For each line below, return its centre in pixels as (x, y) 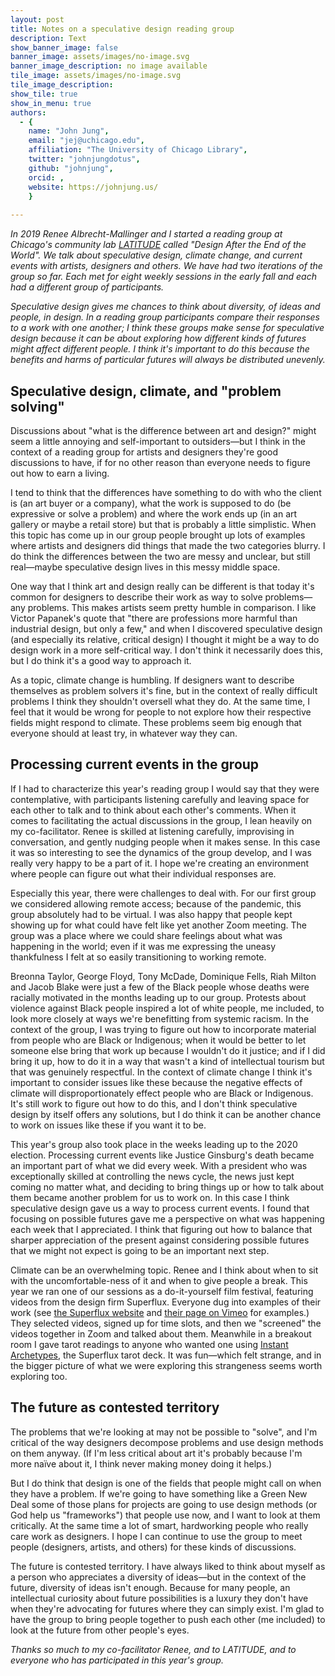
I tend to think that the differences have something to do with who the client (166, 492)
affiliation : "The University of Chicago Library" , (138, 150)
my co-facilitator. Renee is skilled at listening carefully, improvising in (152, 831)
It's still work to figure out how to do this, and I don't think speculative (154, 1103)
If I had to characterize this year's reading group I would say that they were (165, 788)
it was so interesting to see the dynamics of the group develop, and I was (161, 852)
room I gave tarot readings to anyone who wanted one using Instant (149, 1344)
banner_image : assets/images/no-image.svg (100, 57)
